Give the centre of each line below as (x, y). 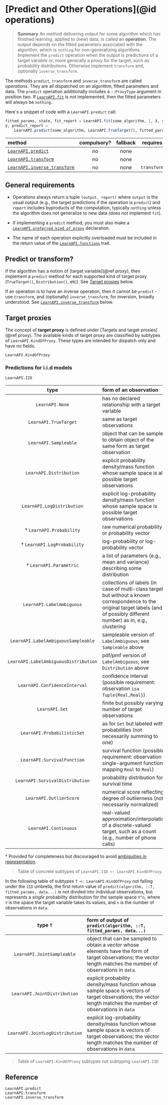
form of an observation (130, 390)
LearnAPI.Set (53, 709)
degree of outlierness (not (133, 798)
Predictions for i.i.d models (39, 367)
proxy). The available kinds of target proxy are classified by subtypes (89, 335)
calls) (109, 844)
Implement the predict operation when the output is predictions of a (88, 55)
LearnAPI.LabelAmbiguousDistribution (52, 662)
